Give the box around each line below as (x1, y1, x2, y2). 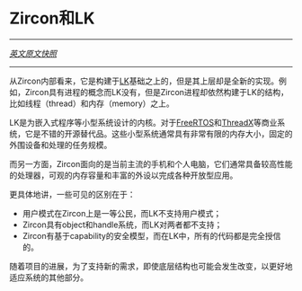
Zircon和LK (9, 8, 95, 29)
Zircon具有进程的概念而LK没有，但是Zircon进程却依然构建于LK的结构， (24, 86, 289, 97)
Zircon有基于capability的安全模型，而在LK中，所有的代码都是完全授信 (22, 230, 281, 241)
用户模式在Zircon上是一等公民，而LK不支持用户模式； (22, 207, 222, 218)
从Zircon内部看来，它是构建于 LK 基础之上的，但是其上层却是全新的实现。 (9, 75, 280, 86)
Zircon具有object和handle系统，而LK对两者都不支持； (22, 219, 223, 230)
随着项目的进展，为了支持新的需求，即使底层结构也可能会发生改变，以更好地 (9, 260, 293, 271)
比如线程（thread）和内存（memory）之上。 (9, 98, 175, 109)
